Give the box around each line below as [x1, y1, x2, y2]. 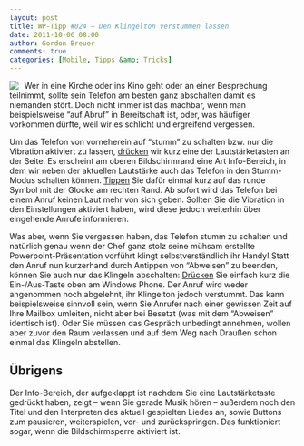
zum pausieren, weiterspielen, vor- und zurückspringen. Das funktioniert [9, 416, 281, 427]
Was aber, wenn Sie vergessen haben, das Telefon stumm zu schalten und [9, 231, 288, 241]
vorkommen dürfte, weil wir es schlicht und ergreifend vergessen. [9, 119, 256, 130]
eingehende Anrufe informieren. [9, 214, 129, 224]
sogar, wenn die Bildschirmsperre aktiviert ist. [9, 425, 181, 436]
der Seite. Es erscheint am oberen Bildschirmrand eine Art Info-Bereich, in [9, 156, 287, 166]
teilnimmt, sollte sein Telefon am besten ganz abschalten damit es [9, 90, 256, 101]
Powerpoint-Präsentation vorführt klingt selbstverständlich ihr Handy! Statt [9, 250, 289, 261]
